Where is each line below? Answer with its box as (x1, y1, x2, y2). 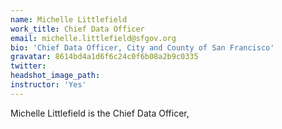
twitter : (10, 61, 47, 71)
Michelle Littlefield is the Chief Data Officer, (10, 107, 190, 119)
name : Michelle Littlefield (10, 14, 128, 25)
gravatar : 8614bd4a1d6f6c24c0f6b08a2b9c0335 (10, 52, 199, 62)
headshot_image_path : (10, 71, 101, 81)
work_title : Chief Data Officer (10, 24, 145, 34)
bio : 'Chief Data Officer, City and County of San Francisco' (10, 42, 275, 53)
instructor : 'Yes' (10, 80, 87, 90)
